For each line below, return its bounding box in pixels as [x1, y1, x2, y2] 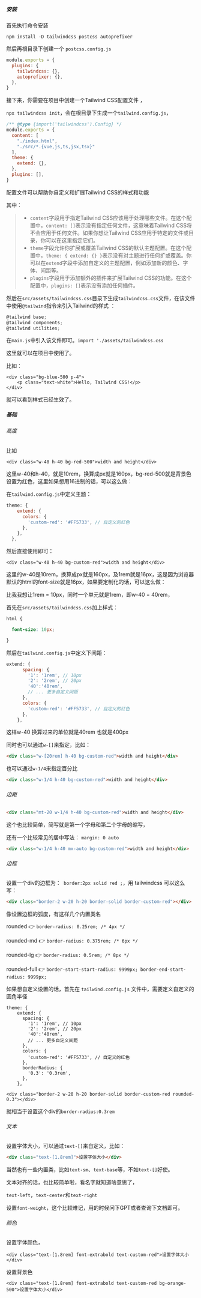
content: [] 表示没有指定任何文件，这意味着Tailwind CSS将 [46, 222, 192, 229]
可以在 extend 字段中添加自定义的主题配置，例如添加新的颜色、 [29, 259, 183, 267]
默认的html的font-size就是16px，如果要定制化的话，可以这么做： [6, 578, 166, 585]
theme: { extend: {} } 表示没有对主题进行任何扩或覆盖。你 [46, 252, 192, 259]
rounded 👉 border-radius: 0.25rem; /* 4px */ [6, 923, 125, 930]
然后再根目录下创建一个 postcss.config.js [6, 45, 112, 52]
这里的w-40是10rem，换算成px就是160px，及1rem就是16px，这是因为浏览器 [6, 571, 194, 578]
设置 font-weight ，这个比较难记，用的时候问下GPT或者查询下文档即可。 [6, 1204, 184, 1212]
